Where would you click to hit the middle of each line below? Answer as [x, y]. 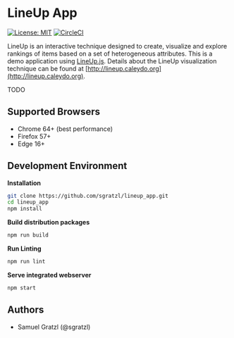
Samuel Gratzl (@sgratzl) [54, 327]
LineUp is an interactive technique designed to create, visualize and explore [117, 46]
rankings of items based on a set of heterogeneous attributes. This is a [110, 54]
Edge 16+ [31, 144]
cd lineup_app [28, 202]
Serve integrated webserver [49, 275]
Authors [26, 310]
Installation [24, 183]
